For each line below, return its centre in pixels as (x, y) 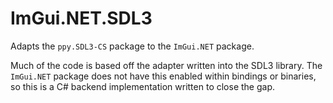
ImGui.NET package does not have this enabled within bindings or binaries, (163, 76)
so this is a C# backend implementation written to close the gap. (142, 86)
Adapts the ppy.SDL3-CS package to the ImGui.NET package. (132, 46)
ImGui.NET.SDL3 (81, 18)
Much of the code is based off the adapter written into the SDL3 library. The (166, 65)
